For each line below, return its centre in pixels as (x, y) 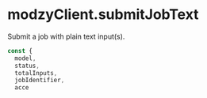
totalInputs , (36, 73)
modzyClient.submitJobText (103, 15)
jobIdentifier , (40, 81)
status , (27, 66)
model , (25, 58)
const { (20, 51)
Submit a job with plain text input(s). (66, 36)
